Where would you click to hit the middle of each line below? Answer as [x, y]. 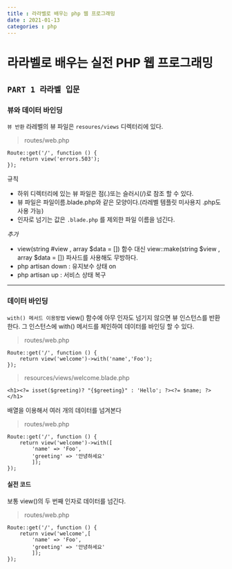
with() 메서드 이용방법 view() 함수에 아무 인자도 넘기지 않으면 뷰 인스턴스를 [107, 317]
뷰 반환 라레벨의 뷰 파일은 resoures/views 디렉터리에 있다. [85, 127]
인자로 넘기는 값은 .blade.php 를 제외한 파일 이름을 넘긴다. [96, 219]
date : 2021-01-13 [33, 20]
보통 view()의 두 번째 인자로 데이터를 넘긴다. [67, 501]
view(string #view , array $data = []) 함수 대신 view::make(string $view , [118, 249]
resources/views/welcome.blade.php [77, 377]
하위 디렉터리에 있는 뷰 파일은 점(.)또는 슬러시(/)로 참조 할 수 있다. [105, 194]
